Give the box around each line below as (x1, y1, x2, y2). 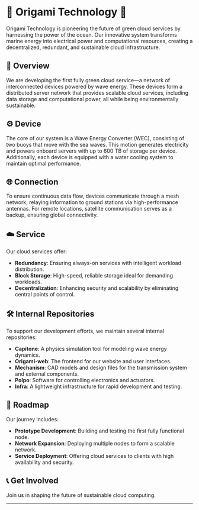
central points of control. (14, 291, 75, 298)
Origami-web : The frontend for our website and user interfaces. (14, 358, 172, 364)
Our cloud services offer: (6, 248, 67, 255)
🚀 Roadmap (6, 400, 49, 410)
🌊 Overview (6, 61, 50, 71)
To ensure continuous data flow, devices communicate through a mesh (6, 192, 179, 200)
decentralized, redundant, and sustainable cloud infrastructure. (6, 44, 161, 51)
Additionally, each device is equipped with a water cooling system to (6, 153, 174, 160)
